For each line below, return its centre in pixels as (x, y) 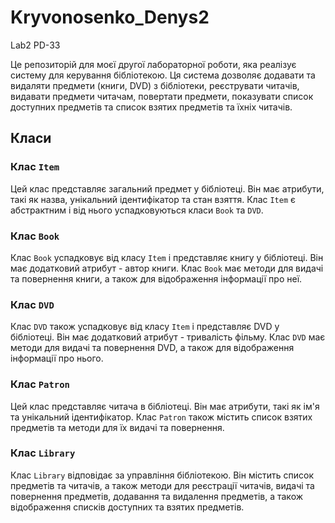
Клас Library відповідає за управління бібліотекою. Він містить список (162, 475)
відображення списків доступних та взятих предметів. (127, 507)
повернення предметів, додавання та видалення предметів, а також (157, 496)
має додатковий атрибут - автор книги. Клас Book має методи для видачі (167, 268)
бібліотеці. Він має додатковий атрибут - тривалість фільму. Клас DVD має (168, 337)
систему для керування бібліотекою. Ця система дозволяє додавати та (163, 75)
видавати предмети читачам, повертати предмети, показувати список (162, 96)
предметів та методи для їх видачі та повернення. (117, 427)
